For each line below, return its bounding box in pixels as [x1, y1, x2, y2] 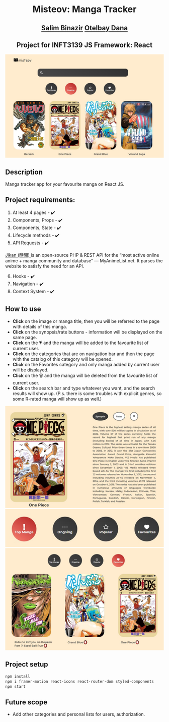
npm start [5, 684, 26, 689]
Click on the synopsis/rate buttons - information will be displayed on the [12, 329, 162, 335]
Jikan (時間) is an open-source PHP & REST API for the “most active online [5, 252, 159, 258]
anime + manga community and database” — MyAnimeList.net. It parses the [5, 257, 163, 263]
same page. [12, 334, 37, 340]
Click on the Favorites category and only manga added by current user [12, 361, 160, 367]
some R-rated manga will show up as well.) [12, 396, 102, 402]
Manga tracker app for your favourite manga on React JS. [5, 181, 125, 187]
